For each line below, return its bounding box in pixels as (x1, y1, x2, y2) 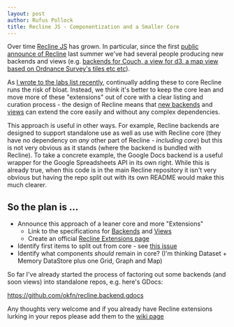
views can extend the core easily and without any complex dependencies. (7, 108, 221, 116)
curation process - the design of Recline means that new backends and (7, 101, 213, 109)
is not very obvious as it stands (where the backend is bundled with (7, 144, 202, 152)
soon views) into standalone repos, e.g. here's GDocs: (7, 277, 163, 286)
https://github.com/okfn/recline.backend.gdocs (7, 291, 144, 300)
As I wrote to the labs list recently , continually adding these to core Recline (7, 78, 222, 87)
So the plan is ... (7, 201, 79, 213)
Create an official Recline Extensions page (27, 235, 150, 243)
